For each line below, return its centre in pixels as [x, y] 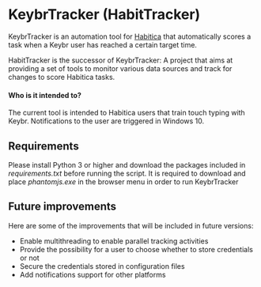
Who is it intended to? [45, 95]
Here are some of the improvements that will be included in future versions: [131, 225]
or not [29, 258]
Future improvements [62, 207]
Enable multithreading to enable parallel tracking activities [114, 241]
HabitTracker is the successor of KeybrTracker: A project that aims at [121, 60]
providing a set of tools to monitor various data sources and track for [120, 68]
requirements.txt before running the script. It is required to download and [127, 173]
